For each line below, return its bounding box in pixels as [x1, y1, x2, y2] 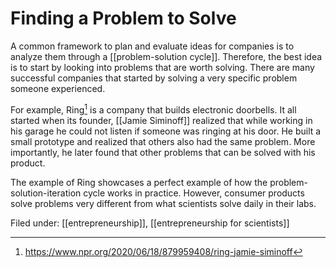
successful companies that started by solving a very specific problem [10, 72, 298, 84]
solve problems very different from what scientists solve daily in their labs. [10, 197, 317, 209]
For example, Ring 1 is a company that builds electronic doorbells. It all [10, 102, 297, 116]
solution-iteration [10, 187, 82, 199]
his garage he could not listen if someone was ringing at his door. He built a [10, 125, 322, 137]
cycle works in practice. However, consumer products [83, 187, 305, 199]
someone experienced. [10, 82, 106, 94]
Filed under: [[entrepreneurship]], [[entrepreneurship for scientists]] [10, 217, 290, 229]
